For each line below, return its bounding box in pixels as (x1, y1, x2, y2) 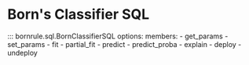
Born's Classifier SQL (7, 5, 150, 23)
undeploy (7, 48, 38, 57)
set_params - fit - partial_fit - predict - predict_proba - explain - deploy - (7, 39, 242, 49)
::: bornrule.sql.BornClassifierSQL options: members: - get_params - (7, 31, 229, 41)
